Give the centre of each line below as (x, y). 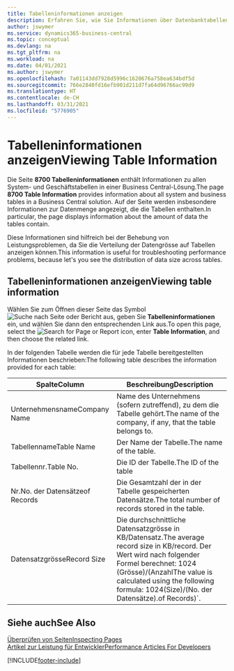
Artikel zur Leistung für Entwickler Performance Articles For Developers (109, 647)
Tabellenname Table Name (53, 447)
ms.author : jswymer (36, 72)
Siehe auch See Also (52, 623)
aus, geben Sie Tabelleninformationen (159, 316)
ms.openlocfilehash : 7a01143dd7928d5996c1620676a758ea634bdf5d (101, 78)
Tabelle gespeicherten (153, 491)
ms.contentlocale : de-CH (43, 98)
